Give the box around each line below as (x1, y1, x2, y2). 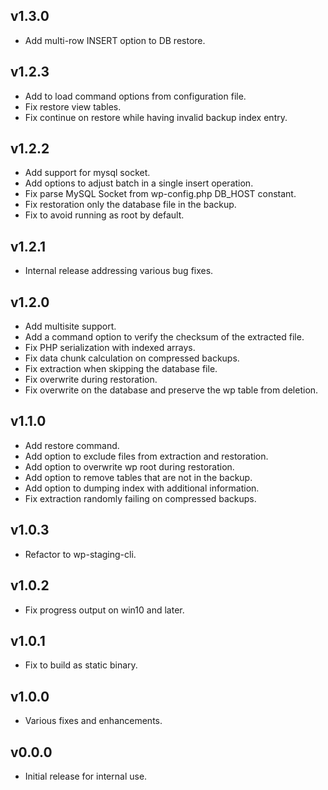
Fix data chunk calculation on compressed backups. (24, 352, 240, 364)
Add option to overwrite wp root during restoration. (24, 460, 235, 473)
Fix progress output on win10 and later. (24, 604, 185, 616)
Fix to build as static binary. (24, 659, 138, 671)
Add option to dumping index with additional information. (24, 482, 260, 494)
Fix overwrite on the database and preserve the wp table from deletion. (24, 384, 319, 396)
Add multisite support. (24, 320, 117, 333)
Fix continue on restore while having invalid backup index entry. (24, 111, 288, 123)
